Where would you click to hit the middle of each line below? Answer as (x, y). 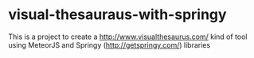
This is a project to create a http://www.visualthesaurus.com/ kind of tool (128, 37)
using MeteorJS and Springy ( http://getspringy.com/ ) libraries (109, 44)
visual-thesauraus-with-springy (117, 15)
